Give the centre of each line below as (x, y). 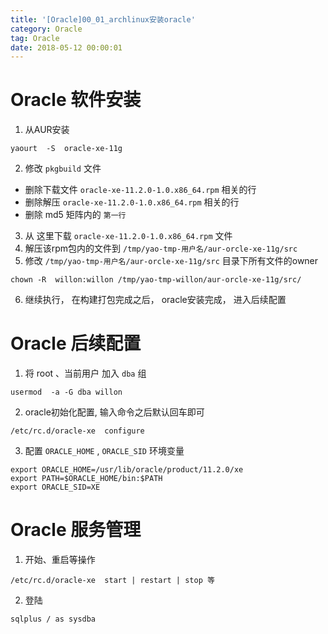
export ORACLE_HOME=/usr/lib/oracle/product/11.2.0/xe (127, 470)
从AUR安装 (47, 130)
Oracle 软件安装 (76, 100)
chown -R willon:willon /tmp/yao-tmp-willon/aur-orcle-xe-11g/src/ (156, 280)
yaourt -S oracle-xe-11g (66, 149)
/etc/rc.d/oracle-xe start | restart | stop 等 (112, 581)
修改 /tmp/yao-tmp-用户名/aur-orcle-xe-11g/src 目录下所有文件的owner (171, 261)
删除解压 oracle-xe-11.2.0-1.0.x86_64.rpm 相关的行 (132, 202)
